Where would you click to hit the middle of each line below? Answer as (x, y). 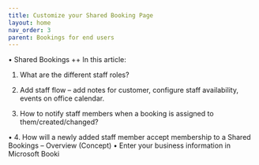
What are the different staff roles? (74, 75)
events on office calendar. (62, 98)
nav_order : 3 (30, 30)
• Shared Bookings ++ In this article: (67, 60)
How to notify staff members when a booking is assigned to (117, 114)
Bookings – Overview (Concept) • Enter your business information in (120, 145)
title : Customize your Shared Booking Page (81, 15)
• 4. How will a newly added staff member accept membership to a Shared (129, 137)
